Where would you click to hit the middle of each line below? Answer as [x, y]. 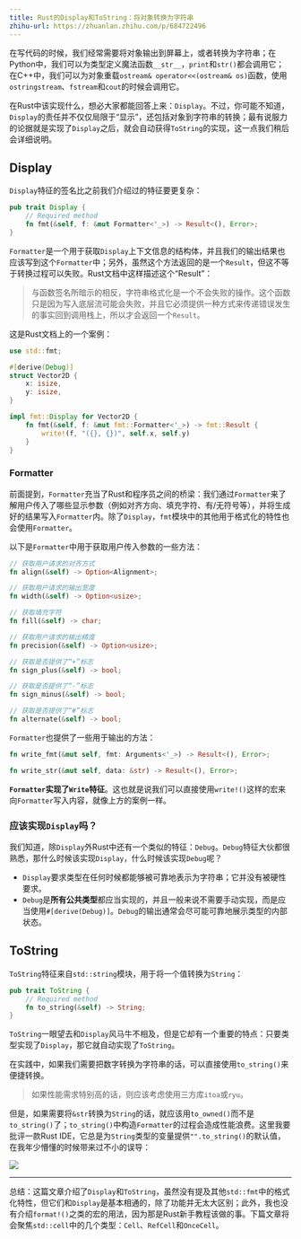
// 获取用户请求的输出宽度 [52, 588]
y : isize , [44, 392]
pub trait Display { [48, 207]
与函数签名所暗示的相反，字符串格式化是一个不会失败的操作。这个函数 [161, 292]
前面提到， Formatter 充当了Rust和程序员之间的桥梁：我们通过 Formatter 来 [144, 494]
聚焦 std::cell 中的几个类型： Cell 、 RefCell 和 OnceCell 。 [120, 1226]
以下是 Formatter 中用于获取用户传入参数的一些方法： [106, 546]
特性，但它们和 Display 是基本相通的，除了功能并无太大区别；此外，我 [145, 1203]
